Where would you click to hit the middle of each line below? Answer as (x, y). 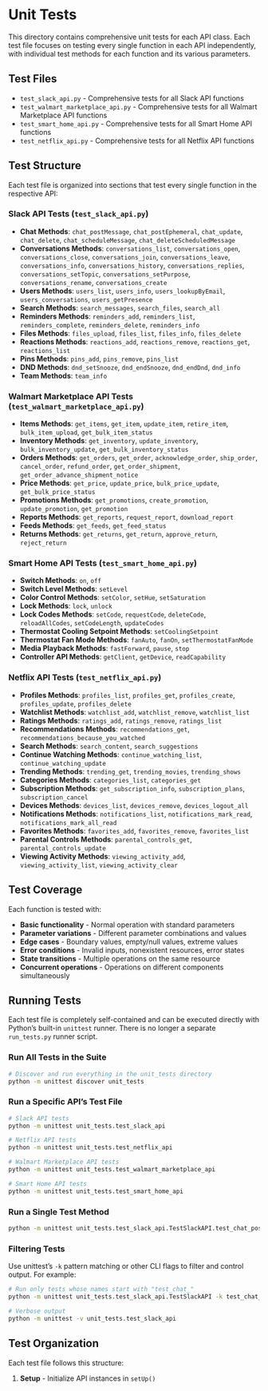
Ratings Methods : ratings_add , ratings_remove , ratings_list (121, 720)
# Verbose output (37, 1311)
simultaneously (45, 975)
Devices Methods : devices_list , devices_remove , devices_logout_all (134, 805)
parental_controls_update (63, 848)
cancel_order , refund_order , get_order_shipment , (100, 466)
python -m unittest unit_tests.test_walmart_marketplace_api (112, 1170)
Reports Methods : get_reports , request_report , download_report (126, 517)
